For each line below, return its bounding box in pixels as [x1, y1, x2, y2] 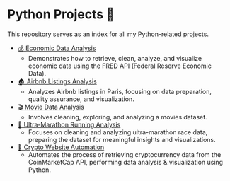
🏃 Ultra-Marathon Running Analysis [17, 120, 121, 129]
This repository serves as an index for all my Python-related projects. [7, 30, 209, 38]
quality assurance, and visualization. [28, 95, 134, 103]
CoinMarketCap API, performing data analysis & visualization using [28, 158, 224, 166]
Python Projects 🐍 [7, 6, 115, 23]
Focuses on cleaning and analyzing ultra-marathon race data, [28, 127, 208, 136]
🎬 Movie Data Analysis [17, 103, 85, 111]
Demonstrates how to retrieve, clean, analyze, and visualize [28, 54, 202, 62]
